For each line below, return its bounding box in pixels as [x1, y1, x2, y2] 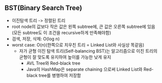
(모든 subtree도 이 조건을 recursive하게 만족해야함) [11, 29, 111, 36]
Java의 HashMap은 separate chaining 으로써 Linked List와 [26, 66, 143, 72]
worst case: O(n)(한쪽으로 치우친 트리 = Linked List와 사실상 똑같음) [11, 41, 145, 48]
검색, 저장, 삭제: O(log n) [11, 36, 60, 41]
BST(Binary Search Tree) [4, 4, 82, 12]
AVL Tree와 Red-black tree [26, 60, 81, 66]
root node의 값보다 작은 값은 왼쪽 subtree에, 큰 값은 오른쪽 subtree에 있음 [11, 23, 156, 29]
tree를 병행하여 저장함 [38, 72, 81, 78]
